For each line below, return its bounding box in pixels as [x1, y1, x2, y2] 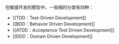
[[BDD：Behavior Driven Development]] [12, 21, 95, 27]
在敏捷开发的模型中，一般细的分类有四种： [5, 4, 94, 10]
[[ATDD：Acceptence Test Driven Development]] [12, 27, 114, 33]
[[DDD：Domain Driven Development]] [12, 34, 93, 39]
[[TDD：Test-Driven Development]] [12, 15, 86, 21]
